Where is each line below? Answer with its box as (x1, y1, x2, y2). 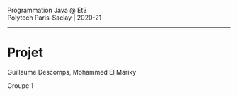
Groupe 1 (7, 81, 34, 90)
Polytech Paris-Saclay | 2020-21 (7, 13, 102, 22)
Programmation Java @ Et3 (7, 6, 87, 14)
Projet (7, 45, 44, 60)
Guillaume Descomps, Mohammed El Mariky (7, 67, 137, 76)
